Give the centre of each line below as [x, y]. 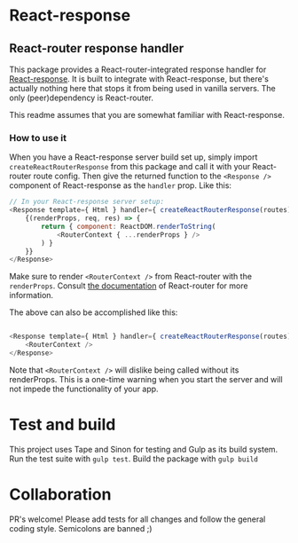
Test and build [63, 425]
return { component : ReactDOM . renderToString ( [129, 226]
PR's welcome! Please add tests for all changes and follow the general [137, 519]
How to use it [38, 138]
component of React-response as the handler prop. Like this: [121, 185]
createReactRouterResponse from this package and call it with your [130, 167]
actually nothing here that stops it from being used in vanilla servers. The [143, 88]
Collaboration [60, 495]
